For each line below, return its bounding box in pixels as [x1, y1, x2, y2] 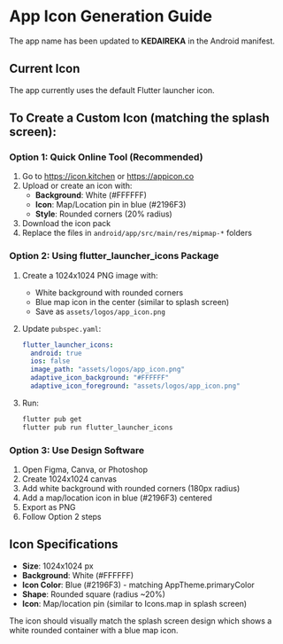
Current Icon [9, 61, 80, 76]
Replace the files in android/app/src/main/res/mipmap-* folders [21, 228, 252, 239]
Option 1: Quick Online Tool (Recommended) [9, 151, 203, 163]
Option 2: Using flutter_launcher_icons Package [9, 250, 219, 263]
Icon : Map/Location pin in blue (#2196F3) [34, 200, 187, 210]
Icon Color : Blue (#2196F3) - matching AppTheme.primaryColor [21, 579, 255, 590]
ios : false [30, 357, 71, 365]
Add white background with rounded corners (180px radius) [21, 483, 241, 494]
